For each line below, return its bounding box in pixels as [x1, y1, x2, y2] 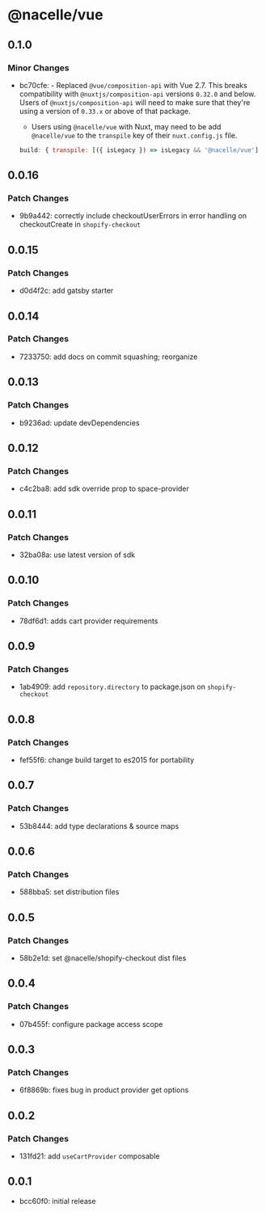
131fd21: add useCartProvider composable [19, 1151, 160, 1161]
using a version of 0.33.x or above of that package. [19, 106, 191, 116]
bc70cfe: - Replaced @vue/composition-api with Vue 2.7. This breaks [19, 80, 247, 90]
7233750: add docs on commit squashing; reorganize [19, 352, 198, 361]
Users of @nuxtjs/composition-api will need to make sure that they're [19, 97, 251, 107]
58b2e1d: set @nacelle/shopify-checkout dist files [19, 953, 187, 963]
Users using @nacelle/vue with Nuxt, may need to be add [31, 121, 222, 131]
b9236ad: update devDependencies [19, 418, 140, 428]
